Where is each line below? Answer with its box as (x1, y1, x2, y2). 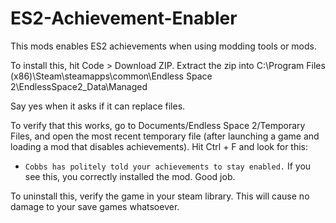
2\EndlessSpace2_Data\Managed (10, 80, 148, 92)
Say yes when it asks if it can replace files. (10, 100, 186, 112)
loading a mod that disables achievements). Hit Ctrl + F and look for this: (10, 140, 309, 152)
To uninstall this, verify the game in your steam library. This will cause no (10, 190, 310, 202)
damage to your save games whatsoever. (10, 200, 180, 212)
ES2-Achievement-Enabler (10, 7, 238, 30)
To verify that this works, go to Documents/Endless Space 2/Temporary (10, 119, 306, 131)
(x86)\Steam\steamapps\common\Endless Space (10, 70, 213, 82)
